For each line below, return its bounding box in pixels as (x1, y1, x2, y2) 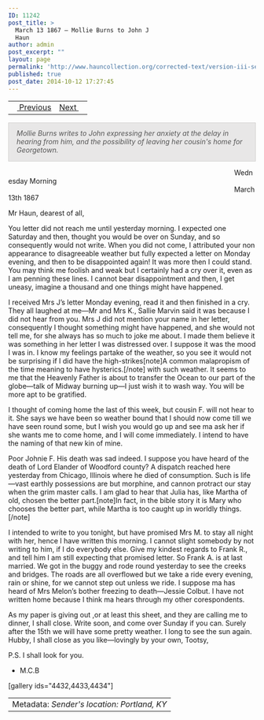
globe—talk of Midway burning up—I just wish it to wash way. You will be (8, 381, 245, 390)
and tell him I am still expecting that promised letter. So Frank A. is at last (8, 553, 243, 562)
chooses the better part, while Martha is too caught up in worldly (8, 504, 218, 513)
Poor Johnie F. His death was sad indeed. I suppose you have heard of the (8, 453, 249, 463)
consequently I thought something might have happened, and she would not (8, 323, 255, 332)
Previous (19, 102, 52, 113)
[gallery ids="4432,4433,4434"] (8, 681, 114, 690)
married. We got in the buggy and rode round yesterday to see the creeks (8, 561, 247, 570)
